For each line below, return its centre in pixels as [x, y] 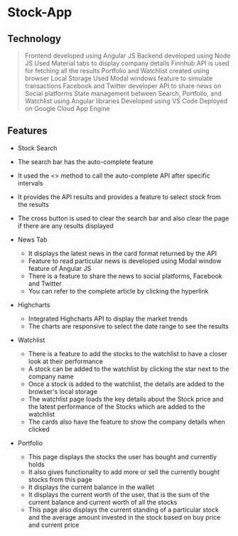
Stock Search [37, 148]
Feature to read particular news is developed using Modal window [125, 261]
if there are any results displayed [65, 225]
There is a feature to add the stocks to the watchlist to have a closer [128, 353]
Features [27, 131]
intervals [30, 183]
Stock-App [40, 12]
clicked [39, 429]
